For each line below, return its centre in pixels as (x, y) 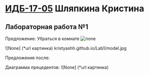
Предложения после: (28, 58)
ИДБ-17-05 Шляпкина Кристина (75, 9)
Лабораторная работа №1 (47, 27)
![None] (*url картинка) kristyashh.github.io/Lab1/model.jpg (66, 48)
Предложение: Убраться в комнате (42, 38)
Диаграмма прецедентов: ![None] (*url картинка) (57, 67)
